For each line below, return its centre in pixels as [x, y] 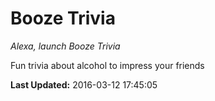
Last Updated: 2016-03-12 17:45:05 [84, 84]
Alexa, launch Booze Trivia [65, 46]
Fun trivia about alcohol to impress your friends [107, 65]
